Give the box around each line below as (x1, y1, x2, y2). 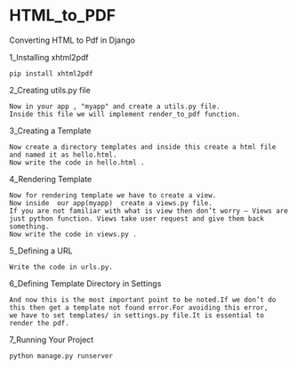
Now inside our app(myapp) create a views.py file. (9, 198, 213, 207)
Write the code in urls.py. (9, 262, 114, 271)
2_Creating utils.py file (9, 84, 91, 95)
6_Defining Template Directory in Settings (9, 277, 162, 289)
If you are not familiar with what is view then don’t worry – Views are (9, 206, 289, 215)
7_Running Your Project (9, 334, 94, 345)
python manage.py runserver (9, 351, 114, 360)
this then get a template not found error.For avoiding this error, (9, 303, 269, 312)
